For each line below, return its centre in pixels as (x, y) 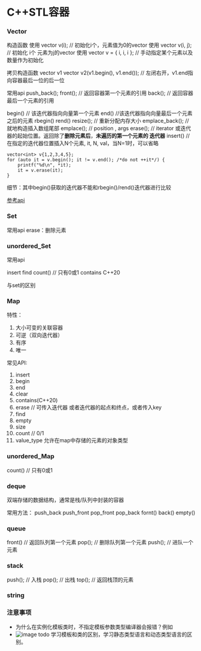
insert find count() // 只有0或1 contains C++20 (63, 273)
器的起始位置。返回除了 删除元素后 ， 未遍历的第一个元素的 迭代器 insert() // (98, 136)
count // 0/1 (30, 433)
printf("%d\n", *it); (44, 165)
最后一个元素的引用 (31, 101)
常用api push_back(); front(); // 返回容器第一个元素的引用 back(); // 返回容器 (100, 93)
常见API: (17, 363)
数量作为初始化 (25, 60)
